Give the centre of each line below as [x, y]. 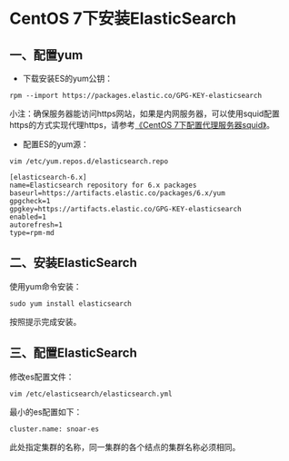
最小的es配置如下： [46, 412]
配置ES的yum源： [55, 144]
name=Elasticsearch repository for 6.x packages [103, 185]
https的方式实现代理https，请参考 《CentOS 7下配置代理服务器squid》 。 [142, 125]
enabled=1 [28, 217]
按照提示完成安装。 [45, 321]
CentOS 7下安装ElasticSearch [123, 19]
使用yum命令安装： [45, 286]
